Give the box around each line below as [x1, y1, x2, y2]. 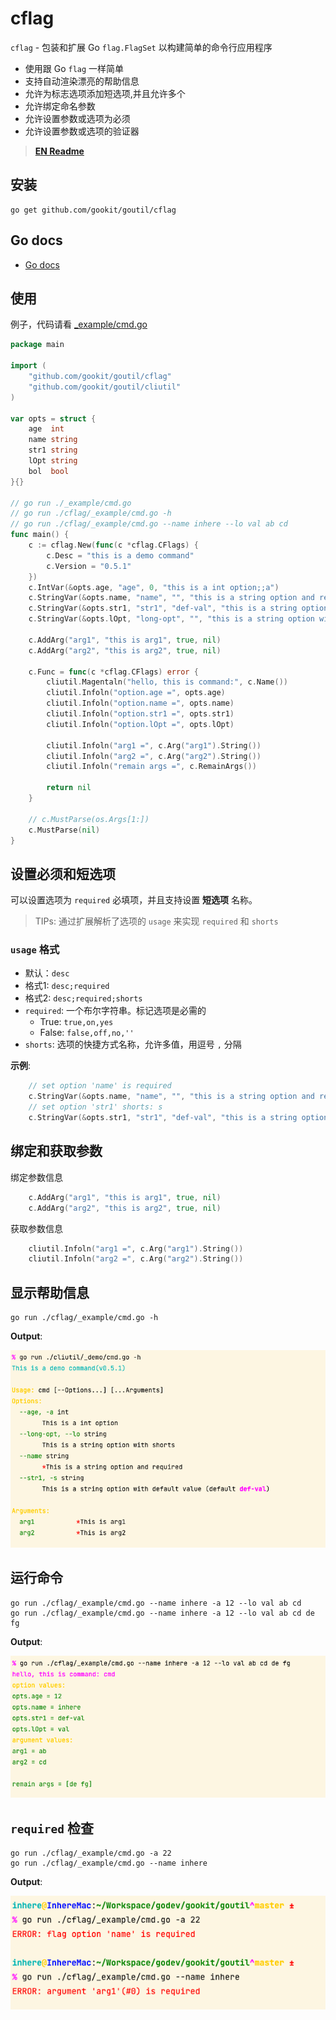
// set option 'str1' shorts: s [28, 1102, 163, 1112]
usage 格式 [10, 943, 60, 957]
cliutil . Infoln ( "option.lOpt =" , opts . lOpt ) [46, 719, 235, 729]
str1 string [28, 445, 78, 456]
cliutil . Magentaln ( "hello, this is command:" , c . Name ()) [46, 677, 288, 687]
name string [28, 435, 78, 445]
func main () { [10, 530, 70, 540]
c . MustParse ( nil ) [28, 825, 101, 835]
